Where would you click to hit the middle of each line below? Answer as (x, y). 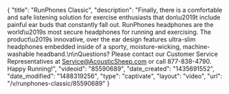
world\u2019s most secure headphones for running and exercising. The (109, 32)
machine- (196, 47)
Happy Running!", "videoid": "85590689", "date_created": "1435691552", (111, 69)
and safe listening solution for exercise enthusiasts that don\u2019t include (114, 17)
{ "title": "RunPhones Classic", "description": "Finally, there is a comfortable (115, 10)
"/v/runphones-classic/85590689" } (58, 83)
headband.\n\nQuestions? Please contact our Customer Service (127, 54)
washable (21, 54)
